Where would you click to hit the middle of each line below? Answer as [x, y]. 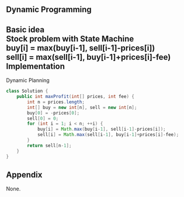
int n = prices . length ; [56, 102]
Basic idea [25, 30]
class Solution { [27, 91]
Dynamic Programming [49, 10]
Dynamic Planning [28, 80]
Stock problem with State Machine [70, 38]
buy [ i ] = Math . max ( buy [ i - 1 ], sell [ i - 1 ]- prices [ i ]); [101, 129]
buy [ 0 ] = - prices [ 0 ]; [53, 113]
